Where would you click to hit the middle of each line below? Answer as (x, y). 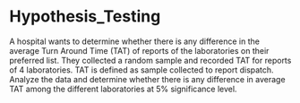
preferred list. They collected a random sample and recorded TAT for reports (150, 60)
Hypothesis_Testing (85, 17)
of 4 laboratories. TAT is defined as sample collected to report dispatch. (142, 70)
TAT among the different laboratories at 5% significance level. (123, 89)
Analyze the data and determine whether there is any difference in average (147, 79)
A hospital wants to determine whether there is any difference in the (134, 41)
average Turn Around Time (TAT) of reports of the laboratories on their (139, 50)
